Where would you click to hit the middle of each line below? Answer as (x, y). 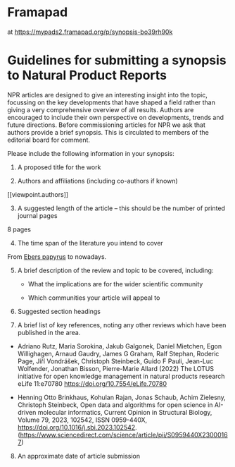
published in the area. (49, 332)
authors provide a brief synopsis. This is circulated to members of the (108, 132)
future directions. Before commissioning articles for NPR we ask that (107, 125)
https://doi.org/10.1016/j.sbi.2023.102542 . (77, 427)
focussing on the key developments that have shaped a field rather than (112, 102)
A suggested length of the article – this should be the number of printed (121, 208)
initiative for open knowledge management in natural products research (121, 376)
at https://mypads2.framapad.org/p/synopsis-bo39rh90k (90, 32)
